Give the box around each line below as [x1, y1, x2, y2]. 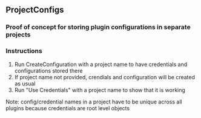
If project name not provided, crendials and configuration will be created [14, 73, 195, 80]
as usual [14, 80, 36, 87]
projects [5, 30, 31, 39]
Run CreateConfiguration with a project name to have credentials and [14, 61, 188, 68]
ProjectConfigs [5, 5, 64, 15]
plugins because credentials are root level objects [5, 104, 130, 111]
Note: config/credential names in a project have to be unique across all [5, 98, 182, 105]
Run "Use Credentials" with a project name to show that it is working [14, 86, 186, 93]
